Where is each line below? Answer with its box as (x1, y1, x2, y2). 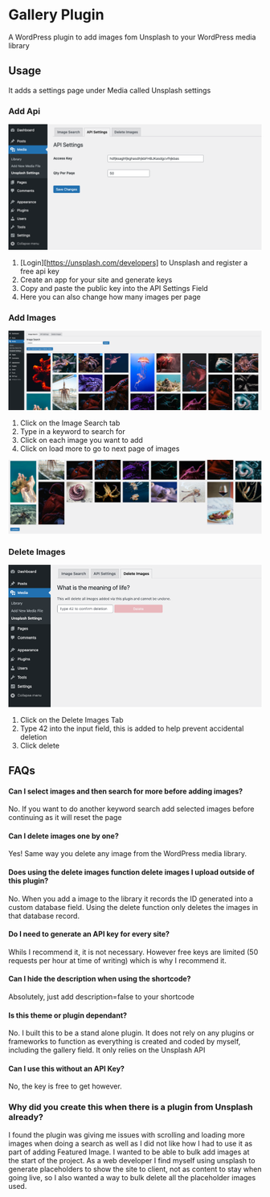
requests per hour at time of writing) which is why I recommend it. (8, 955, 227, 965)
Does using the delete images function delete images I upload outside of (8, 867, 255, 877)
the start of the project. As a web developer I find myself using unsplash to (8, 1155, 256, 1165)
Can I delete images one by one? (8, 830, 119, 841)
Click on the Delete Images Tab (19, 715, 124, 724)
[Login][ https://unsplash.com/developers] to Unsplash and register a (19, 258, 247, 268)
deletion (19, 732, 47, 741)
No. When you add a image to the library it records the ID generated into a (8, 894, 253, 904)
